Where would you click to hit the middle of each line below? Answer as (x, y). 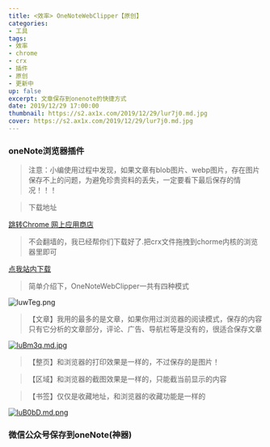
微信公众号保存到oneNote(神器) (70, 435)
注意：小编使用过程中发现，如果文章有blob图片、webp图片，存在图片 (144, 170)
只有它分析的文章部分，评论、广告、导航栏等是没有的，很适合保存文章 (145, 329)
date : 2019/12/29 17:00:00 (54, 106)
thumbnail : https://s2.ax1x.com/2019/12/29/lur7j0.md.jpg (108, 114)
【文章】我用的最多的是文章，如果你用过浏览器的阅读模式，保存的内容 (145, 319)
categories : (28, 23)
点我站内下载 (30, 269)
